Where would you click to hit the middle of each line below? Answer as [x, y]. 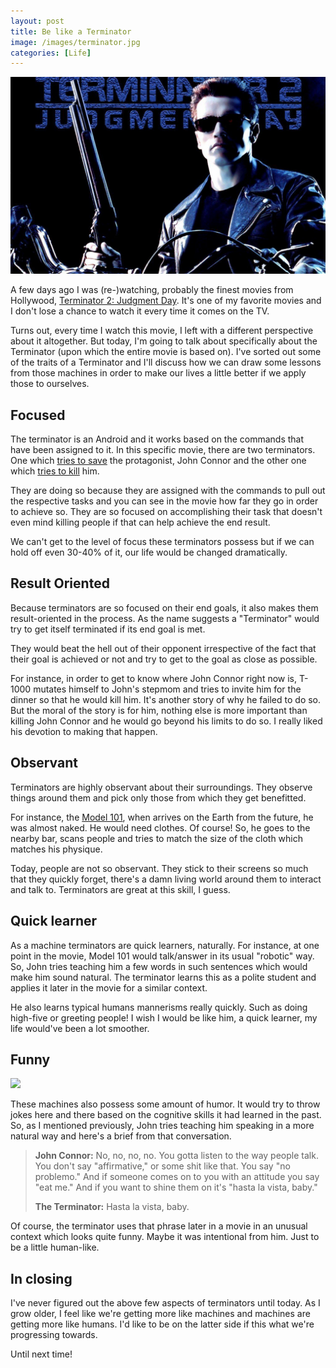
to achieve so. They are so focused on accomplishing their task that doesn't [166, 512]
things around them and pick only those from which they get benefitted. [158, 797]
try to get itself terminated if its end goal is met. [108, 629]
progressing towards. [54, 1335]
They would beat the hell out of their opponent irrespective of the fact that [163, 648]
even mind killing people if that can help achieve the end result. [140, 522]
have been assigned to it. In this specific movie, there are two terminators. [163, 450]
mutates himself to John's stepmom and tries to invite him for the [167, 689]
